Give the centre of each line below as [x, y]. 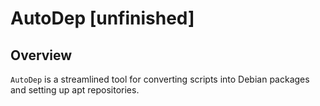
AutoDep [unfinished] [102, 18]
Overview [41, 55]
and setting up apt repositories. [75, 90]
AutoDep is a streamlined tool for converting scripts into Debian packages [160, 79]
